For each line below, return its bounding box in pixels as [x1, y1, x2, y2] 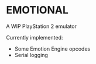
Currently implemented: [6, 34, 63, 41]
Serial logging [14, 51, 49, 58]
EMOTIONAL [6, 3, 68, 17]
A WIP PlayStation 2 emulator [6, 23, 77, 30]
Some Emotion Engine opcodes [14, 45, 91, 52]
